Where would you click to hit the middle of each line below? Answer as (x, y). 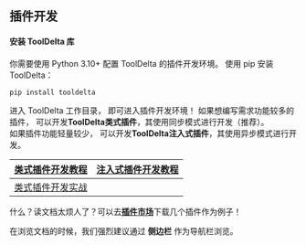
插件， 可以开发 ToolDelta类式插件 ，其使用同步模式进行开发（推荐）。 (139, 122)
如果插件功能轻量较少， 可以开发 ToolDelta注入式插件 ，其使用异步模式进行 (149, 133)
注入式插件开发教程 (138, 170)
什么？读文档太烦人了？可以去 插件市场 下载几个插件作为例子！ (126, 212)
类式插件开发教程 (51, 170)
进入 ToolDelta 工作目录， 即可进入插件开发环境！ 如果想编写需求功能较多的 (152, 111)
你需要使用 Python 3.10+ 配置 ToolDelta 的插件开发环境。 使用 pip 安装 (142, 63)
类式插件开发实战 (51, 187)
